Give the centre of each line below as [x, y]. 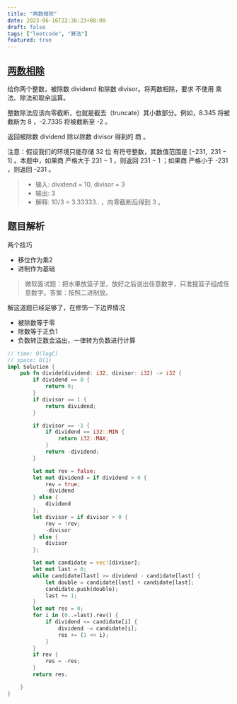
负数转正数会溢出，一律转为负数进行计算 [76, 340]
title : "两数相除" [33, 14]
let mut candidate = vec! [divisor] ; [87, 563]
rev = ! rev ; [63, 524]
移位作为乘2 [35, 259]
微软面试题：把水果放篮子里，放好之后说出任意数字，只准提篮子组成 [124, 283]
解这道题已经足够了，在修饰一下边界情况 [66, 307]
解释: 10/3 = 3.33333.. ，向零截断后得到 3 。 [100, 201]
